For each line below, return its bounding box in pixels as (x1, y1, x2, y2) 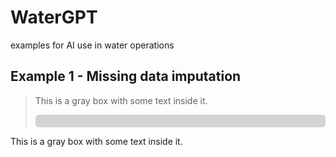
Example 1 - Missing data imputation (10, 68, 242, 85)
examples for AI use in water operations (10, 39, 175, 51)
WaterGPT (10, 6, 98, 29)
